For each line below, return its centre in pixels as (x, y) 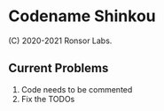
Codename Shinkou (82, 16)
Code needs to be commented (77, 89)
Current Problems (59, 68)
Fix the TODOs (48, 99)
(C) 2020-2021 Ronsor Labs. (60, 41)
